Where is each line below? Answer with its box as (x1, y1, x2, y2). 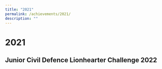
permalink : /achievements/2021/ (5, 12, 71, 16)
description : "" (5, 16, 38, 21)
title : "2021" (5, 7, 34, 12)
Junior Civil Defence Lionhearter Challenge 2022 (5, 56, 158, 64)
